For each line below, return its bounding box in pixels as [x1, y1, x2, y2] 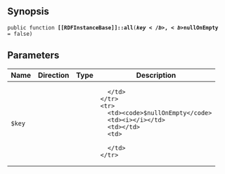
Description [136, 70, 176, 80]
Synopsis [7, 6, 49, 18]
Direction [37, 70, 70, 80]
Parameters [7, 49, 60, 62]
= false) [7, 30, 33, 37]
